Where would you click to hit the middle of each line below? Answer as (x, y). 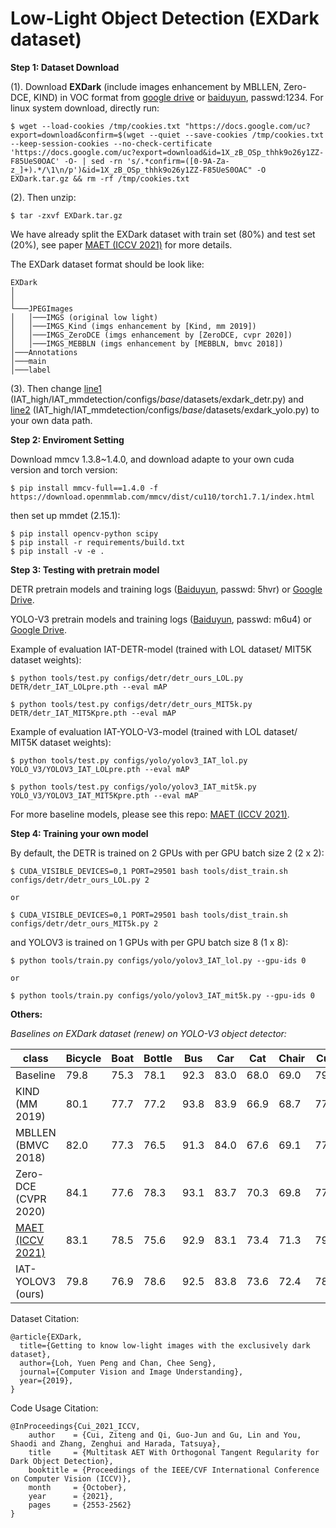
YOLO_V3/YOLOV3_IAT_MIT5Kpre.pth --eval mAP (104, 795)
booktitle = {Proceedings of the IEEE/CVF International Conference (174, 1470)
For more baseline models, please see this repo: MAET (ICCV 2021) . (150, 814)
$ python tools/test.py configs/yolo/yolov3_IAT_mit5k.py (133, 787)
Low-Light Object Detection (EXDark (165, 18)
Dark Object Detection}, (62, 1461)
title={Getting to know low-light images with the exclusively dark (165, 1345)
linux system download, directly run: (85, 108)
